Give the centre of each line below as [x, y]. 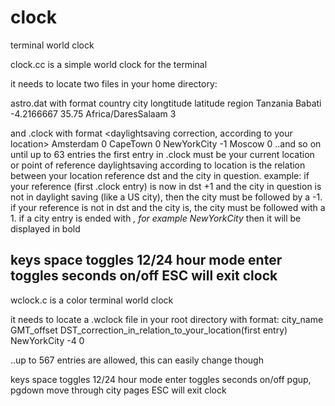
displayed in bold [45, 228]
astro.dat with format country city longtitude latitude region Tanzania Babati [166, 103]
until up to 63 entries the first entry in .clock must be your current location [162, 154]
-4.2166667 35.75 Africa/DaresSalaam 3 [93, 113]
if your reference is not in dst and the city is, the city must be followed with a [168, 207]
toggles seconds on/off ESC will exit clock [144, 276]
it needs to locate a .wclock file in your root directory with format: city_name [167, 319]
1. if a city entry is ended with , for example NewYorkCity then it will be [156, 218]
